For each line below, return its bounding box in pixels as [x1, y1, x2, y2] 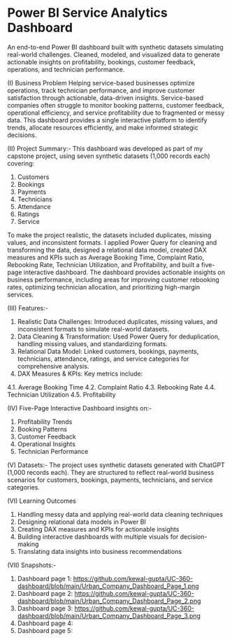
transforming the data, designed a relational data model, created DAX [7, 245, 208, 254]
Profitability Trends [17, 418, 73, 426]
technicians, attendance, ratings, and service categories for [17, 355, 190, 363]
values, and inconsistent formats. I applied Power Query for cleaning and [7, 238, 217, 246]
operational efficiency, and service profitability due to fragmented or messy [7, 108, 225, 117]
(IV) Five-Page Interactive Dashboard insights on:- [7, 404, 152, 412]
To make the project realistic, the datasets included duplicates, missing [7, 231, 212, 239]
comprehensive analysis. [17, 362, 89, 370]
